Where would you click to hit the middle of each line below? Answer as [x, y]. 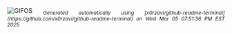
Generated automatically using [88, 13]
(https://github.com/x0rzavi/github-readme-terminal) [70, 19]
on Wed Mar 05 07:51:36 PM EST [181, 19]
